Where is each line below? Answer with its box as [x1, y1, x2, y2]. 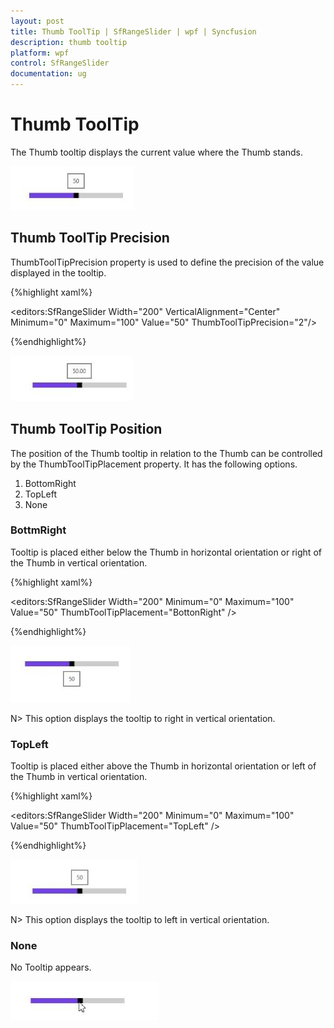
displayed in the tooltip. [10, 266, 107, 279]
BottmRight [10, 523, 67, 537]
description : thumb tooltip [10, 37, 128, 47]
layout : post [10, 16, 65, 26]
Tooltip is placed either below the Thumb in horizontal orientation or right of [10, 546, 322, 558]
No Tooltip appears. [10, 961, 92, 974]
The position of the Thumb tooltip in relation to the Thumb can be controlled [10, 447, 323, 459]
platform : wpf [10, 48, 70, 58]
